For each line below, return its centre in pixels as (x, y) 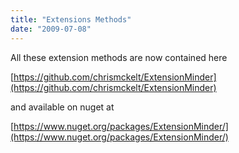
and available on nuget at (62, 107)
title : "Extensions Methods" (71, 19)
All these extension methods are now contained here (119, 57)
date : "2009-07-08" (51, 29)
